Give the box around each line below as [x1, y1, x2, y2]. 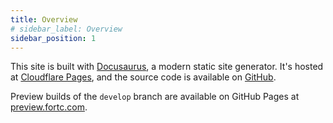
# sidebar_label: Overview [10, 24, 123, 34]
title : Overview [10, 14, 78, 25]
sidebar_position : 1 [10, 33, 97, 43]
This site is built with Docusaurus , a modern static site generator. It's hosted [10, 61, 324, 73]
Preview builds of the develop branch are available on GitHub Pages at [10, 91, 300, 103]
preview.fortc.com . [10, 101, 88, 113]
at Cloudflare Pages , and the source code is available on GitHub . [10, 71, 277, 83]
